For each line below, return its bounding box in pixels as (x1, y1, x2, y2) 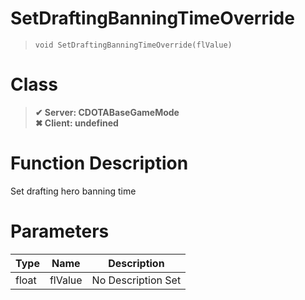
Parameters (10, 220, 110, 242)
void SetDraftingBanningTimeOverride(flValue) (34, 40, 233, 50)
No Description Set (91, 273, 182, 287)
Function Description (10, 152, 189, 175)
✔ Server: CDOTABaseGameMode (34, 106, 180, 118)
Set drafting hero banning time (10, 185, 137, 197)
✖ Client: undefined (34, 117, 119, 129)
